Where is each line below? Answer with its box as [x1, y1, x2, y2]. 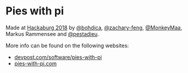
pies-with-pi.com [14, 60, 57, 67]
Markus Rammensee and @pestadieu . [5, 30, 99, 37]
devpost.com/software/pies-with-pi [14, 53, 102, 60]
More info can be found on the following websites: [5, 42, 130, 49]
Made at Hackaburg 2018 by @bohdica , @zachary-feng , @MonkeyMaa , [5, 24, 183, 31]
